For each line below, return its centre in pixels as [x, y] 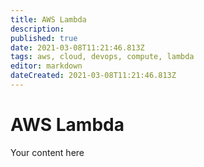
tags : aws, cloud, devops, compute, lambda [102, 57]
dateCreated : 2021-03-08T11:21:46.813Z [93, 76]
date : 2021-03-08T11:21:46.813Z [77, 47]
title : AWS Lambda [48, 19]
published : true [44, 38]
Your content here [47, 152]
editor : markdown [46, 66]
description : [37, 29]
